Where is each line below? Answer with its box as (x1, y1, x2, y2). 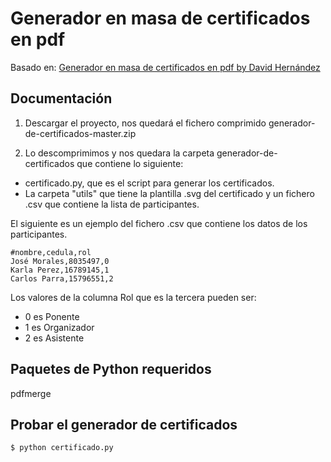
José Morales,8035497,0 (10, 256, 110, 266)
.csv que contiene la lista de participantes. (24, 198, 200, 210)
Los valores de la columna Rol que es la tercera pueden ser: (10, 291, 257, 303)
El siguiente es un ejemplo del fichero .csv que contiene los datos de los (10, 217, 308, 229)
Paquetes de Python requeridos (10, 361, 212, 378)
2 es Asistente (24, 332, 85, 344)
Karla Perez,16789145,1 (10, 265, 110, 275)
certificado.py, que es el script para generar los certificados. (24, 177, 275, 189)
